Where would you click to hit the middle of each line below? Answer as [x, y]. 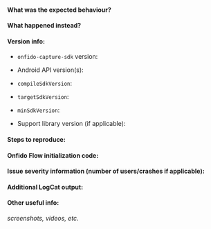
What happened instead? [44, 26]
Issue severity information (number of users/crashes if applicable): [106, 171]
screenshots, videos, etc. [43, 218]
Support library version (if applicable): [71, 124]
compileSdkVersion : [45, 84]
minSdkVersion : [38, 110]
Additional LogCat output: [45, 187]
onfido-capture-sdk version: [57, 57]
